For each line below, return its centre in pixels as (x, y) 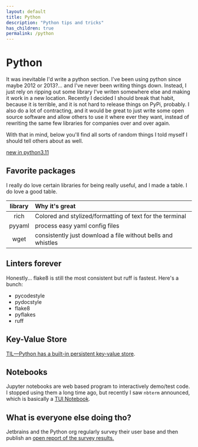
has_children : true (30, 28)
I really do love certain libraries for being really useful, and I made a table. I (97, 185)
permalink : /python (30, 34)
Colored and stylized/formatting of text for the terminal (111, 216)
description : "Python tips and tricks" (55, 22)
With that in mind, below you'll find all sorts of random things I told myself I (97, 135)
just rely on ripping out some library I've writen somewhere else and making (98, 92)
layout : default (26, 12)
